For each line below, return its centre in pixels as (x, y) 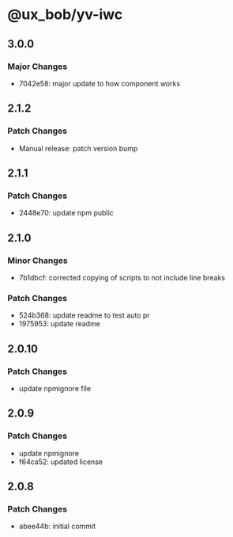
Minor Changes (38, 261)
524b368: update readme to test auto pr (85, 315)
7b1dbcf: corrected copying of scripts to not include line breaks (122, 277)
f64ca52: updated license (61, 462)
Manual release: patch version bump (78, 148)
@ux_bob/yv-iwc (65, 15)
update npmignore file (55, 388)
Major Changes (38, 67)
